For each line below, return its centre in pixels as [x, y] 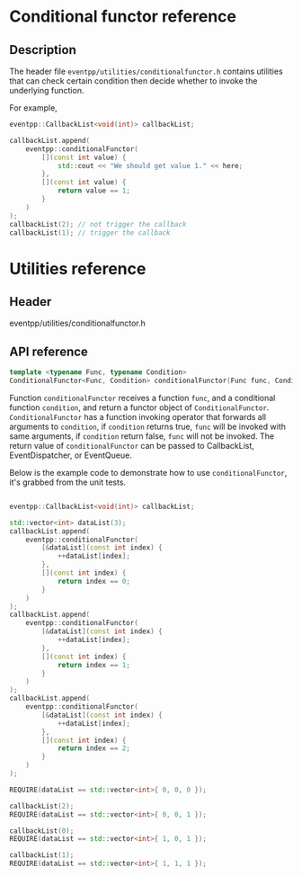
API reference [49, 351]
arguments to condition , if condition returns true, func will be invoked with [147, 426]
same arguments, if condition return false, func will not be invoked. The [142, 436]
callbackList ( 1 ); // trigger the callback [90, 232]
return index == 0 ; [93, 581]
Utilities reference [78, 268]
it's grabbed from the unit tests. [68, 482]
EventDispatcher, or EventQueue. [71, 455]
